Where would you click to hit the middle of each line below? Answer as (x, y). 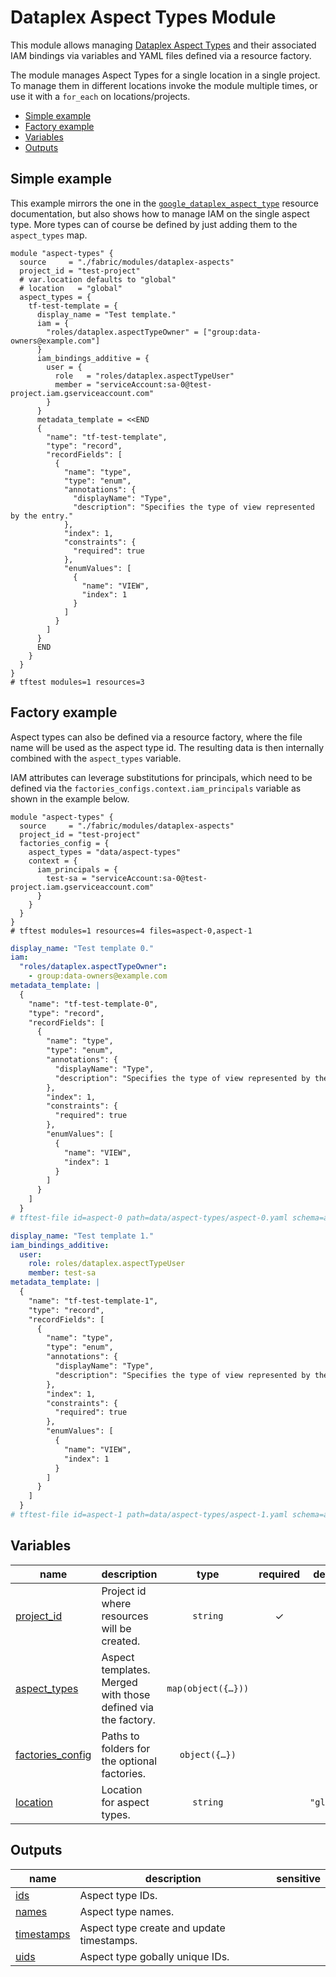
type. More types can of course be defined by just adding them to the (154, 224)
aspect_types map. (49, 235)
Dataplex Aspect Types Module (143, 17)
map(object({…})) (208, 1688)
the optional (129, 1761)
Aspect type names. (127, 1911)
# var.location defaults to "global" (98, 279)
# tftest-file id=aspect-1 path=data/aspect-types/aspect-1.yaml (149, 1515)
